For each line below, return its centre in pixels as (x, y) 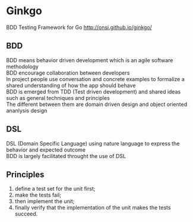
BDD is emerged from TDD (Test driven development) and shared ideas (94, 91)
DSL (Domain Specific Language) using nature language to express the (93, 143)
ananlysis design (27, 110)
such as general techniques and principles (58, 98)
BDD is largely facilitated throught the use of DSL (66, 156)
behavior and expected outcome (46, 150)
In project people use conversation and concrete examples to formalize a (96, 79)
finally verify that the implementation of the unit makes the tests (93, 208)
